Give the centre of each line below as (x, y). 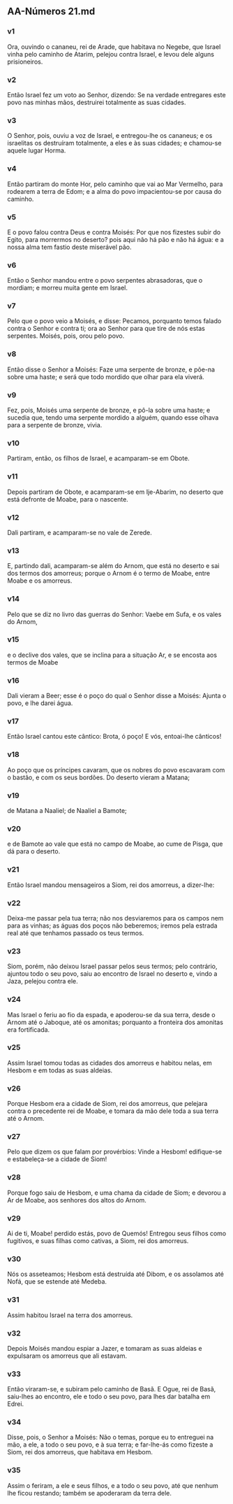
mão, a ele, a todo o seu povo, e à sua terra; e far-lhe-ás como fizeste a (110, 1445)
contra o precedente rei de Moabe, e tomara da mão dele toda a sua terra (113, 1111)
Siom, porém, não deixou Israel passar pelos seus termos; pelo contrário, (112, 966)
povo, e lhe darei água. (40, 703)
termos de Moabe (33, 662)
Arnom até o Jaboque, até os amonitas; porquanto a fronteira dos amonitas (115, 1022)
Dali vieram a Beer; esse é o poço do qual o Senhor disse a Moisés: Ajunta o (117, 696)
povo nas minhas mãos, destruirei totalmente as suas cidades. (97, 102)
